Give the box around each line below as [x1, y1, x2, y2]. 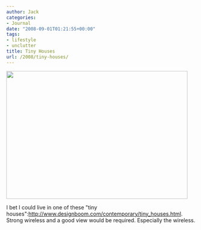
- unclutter [6, 43, 36, 49]
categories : [6, 15, 36, 21]
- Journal [6, 20, 31, 26]
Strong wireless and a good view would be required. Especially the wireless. [6, 216, 196, 224]
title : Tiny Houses [6, 48, 56, 54]
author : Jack [6, 8, 39, 15]
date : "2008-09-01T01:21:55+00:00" [6, 25, 96, 32]
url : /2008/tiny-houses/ [6, 54, 69, 60]
